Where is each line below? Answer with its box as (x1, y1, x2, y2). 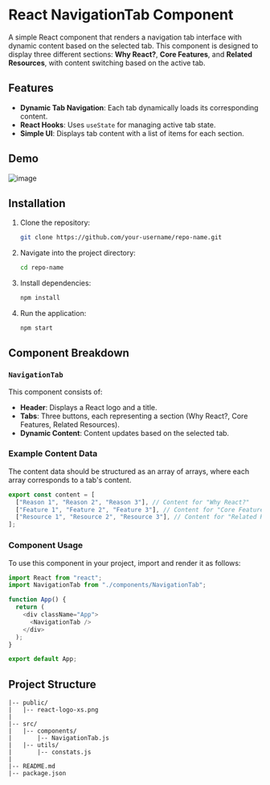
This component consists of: (8, 387, 103, 397)
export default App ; (8, 655, 78, 663)
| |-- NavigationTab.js (8, 734, 110, 742)
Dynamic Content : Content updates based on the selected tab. (19, 428, 230, 438)
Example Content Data (8, 448, 98, 459)
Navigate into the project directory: (19, 248, 137, 258)
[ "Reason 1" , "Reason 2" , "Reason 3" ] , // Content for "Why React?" (15, 498, 250, 506)
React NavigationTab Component (8, 6, 234, 24)
